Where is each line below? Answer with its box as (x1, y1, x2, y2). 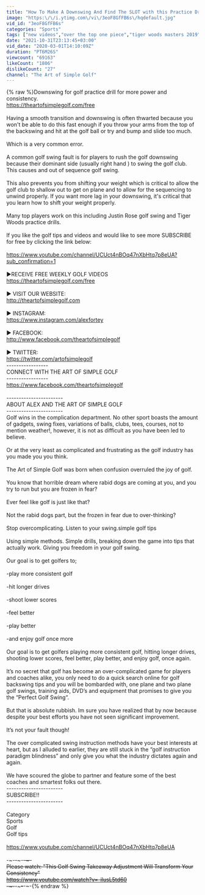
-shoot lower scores (6, 596, 57, 603)
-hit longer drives (6, 583, 50, 591)
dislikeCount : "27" (6, 66, 56, 72)
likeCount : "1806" (6, 60, 53, 66)
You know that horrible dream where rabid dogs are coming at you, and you (6, 479, 196, 486)
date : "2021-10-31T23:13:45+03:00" (6, 37, 97, 43)
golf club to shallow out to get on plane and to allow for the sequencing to (6, 186, 192, 194)
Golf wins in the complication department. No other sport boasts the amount (6, 414, 198, 421)
